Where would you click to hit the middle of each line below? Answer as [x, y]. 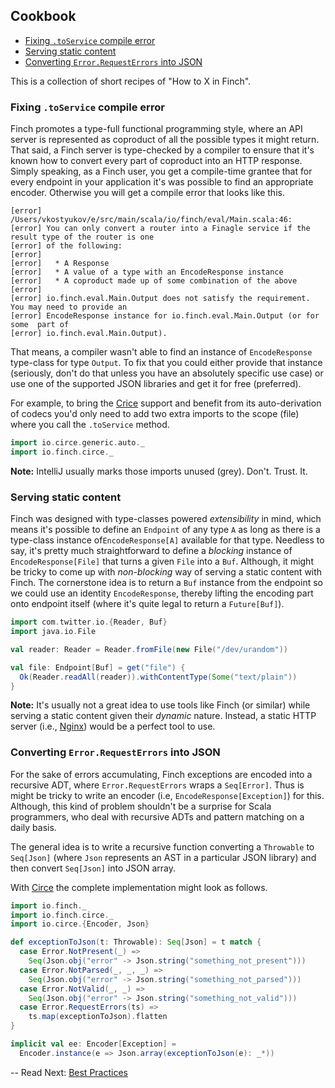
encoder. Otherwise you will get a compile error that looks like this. [147, 193]
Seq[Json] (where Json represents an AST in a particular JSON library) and [163, 857]
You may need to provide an [69, 307]
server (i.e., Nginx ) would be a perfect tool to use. [113, 726]
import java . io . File [53, 632]
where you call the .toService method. [90, 425]
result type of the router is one [82, 237]
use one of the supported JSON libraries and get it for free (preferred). [156, 384]
